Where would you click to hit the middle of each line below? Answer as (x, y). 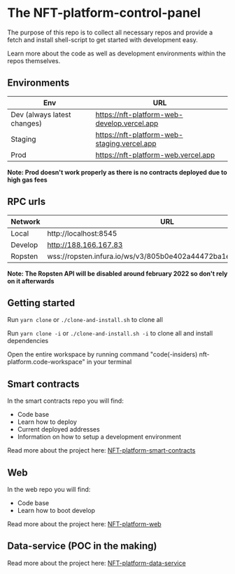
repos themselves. (34, 60)
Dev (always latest (41, 114)
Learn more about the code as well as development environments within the (116, 53)
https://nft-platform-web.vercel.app (155, 154)
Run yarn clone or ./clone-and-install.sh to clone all (85, 320)
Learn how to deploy (47, 422)
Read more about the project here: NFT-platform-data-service (97, 563)
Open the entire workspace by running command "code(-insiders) (102, 354)
